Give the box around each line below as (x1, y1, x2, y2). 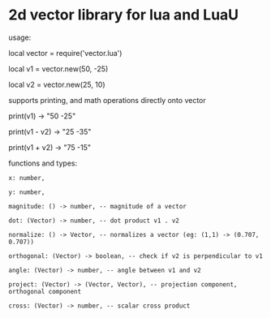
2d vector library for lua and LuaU (8, 6, 239, 24)
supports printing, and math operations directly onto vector (8, 95, 207, 105)
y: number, (8, 188, 45, 196)
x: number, (8, 174, 45, 182)
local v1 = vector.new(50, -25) (8, 63, 109, 74)
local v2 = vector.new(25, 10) (8, 79, 105, 89)
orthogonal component (8, 287, 82, 295)
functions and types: (8, 158, 78, 168)
